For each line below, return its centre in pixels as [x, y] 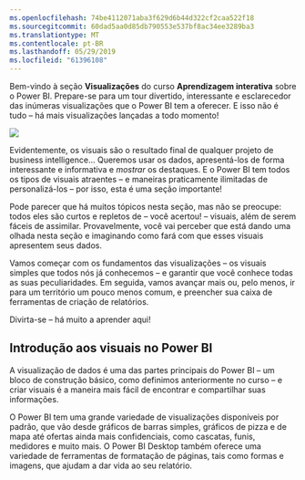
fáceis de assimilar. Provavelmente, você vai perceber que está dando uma [150, 226]
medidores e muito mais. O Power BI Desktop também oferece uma [136, 446]
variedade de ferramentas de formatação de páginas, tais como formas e [147, 455]
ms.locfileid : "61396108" [58, 60]
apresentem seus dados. [56, 245]
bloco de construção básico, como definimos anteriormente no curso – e [146, 380]
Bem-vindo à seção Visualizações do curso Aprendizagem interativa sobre [153, 86]
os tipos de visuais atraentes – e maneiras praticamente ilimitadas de [139, 179]
